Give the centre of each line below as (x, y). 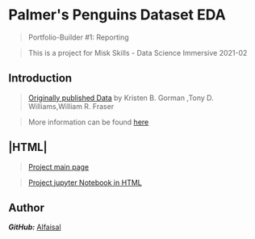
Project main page (59, 166)
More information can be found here (88, 122)
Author (26, 208)
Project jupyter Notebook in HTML (85, 182)
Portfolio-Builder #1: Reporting (78, 37)
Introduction (40, 78)
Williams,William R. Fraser (71, 106)
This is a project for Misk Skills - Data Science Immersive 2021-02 (138, 52)
